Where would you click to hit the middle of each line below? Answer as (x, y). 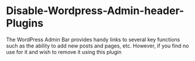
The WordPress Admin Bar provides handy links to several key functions (93, 39)
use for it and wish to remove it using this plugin (64, 52)
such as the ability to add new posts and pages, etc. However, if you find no (97, 46)
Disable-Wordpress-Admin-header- (95, 11)
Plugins (25, 23)
